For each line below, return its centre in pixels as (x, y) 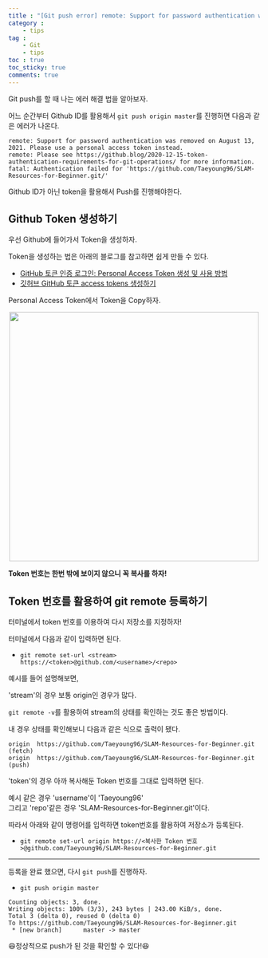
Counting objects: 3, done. (55, 902)
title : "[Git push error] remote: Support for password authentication (132, 16)
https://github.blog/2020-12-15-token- (142, 155)
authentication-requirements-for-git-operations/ (93, 162)
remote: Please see (41, 155)
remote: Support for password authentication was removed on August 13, (132, 140)
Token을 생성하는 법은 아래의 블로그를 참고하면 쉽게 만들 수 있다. (108, 257)
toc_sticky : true (37, 68)
